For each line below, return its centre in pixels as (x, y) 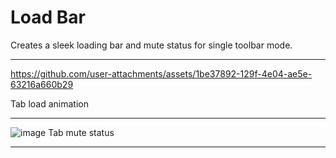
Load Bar (48, 17)
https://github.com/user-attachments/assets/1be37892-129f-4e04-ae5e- (161, 73)
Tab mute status (81, 132)
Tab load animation (49, 103)
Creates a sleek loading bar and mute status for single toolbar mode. (151, 45)
